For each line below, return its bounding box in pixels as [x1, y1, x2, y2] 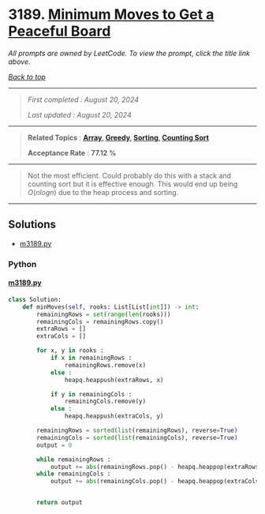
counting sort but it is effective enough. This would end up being [27, 179, 238, 189]
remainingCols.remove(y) [64, 397, 147, 406]
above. [8, 57, 31, 66]
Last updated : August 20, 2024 [27, 110, 132, 119]
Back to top [8, 72, 46, 81]
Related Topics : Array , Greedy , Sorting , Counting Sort [27, 133, 209, 142]
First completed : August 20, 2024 [27, 95, 140, 104]
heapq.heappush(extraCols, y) [64, 412, 164, 420]
